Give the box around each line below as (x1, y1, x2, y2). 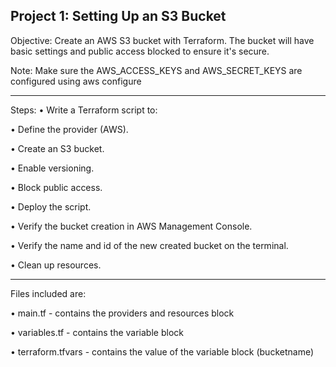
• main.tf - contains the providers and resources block (10, 307, 235, 319)
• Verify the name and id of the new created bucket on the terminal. (10, 239, 289, 251)
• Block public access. (10, 181, 103, 193)
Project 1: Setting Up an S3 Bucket (10, 8, 227, 25)
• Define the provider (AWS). (10, 123, 129, 135)
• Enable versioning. (10, 162, 95, 174)
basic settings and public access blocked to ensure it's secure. (10, 45, 270, 57)
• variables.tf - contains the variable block (10, 326, 184, 338)
